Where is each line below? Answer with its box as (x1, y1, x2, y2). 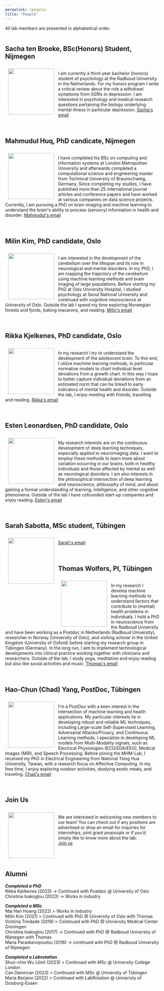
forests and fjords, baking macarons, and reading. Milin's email (5, 307, 132, 313)
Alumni (5, 870, 28, 878)
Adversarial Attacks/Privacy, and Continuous (58, 730, 148, 735)
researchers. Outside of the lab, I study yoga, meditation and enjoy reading (5, 655, 156, 662)
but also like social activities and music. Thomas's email (5, 661, 118, 667)
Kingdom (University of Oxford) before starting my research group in (5, 640, 144, 646)
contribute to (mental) (111, 603, 155, 609)
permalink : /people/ (5, 7, 47, 12)
